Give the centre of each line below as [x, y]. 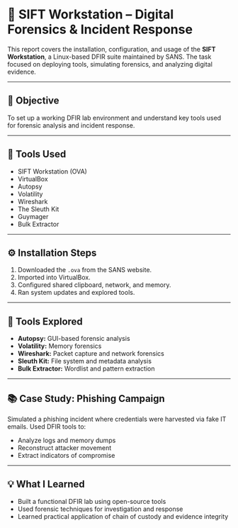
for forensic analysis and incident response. [71, 125]
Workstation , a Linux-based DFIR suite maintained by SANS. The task [109, 57]
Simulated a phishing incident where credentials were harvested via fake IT [117, 419]
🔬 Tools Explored [45, 321]
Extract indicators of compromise [66, 455]
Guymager [33, 216]
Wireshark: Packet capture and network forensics [91, 354]
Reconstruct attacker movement [64, 448]
